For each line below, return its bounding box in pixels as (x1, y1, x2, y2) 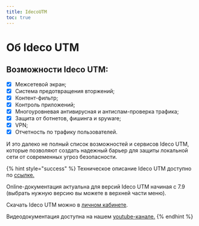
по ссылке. (6, 172, 35, 178)
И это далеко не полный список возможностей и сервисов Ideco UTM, (6, 140, 189, 147)
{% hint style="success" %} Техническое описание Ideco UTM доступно (6, 165, 192, 172)
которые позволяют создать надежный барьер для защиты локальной (6, 147, 188, 154)
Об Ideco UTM (6, 40, 80, 54)
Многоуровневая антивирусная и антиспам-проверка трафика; (14, 108, 179, 115)
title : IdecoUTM (6, 8, 47, 15)
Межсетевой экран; (14, 80, 67, 88)
